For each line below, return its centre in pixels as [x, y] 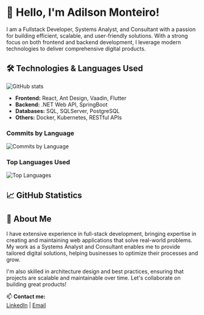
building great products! [37, 284]
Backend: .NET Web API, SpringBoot [61, 104]
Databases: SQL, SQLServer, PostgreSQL [67, 111]
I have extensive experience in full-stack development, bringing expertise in [101, 234]
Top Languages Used [38, 162]
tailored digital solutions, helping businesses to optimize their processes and [102, 253]
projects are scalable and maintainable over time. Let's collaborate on [93, 278]
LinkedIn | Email [26, 305]
